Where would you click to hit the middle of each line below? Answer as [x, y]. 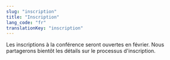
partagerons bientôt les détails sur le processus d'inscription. [81, 51]
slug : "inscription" [32, 11]
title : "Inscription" [33, 17]
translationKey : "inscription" [45, 28]
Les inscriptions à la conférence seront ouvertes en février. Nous [85, 45]
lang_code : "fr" [26, 22]
